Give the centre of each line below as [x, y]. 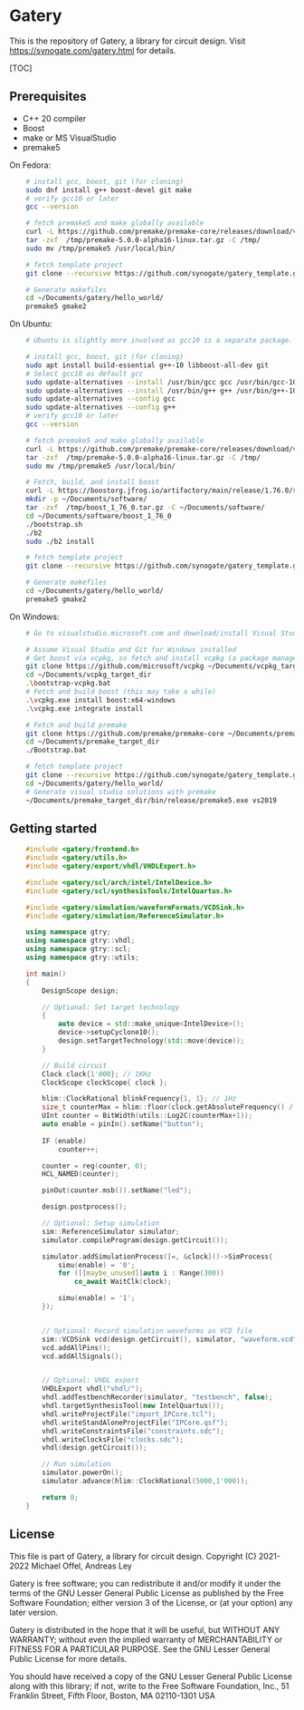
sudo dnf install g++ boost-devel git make [109, 190]
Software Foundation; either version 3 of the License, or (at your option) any [151, 1602]
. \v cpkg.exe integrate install [85, 708]
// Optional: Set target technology [111, 1007]
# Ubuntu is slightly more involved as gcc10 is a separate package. [160, 341]
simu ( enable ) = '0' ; [96, 1265]
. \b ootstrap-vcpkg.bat [68, 684]
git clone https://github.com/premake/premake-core [125, 734]
